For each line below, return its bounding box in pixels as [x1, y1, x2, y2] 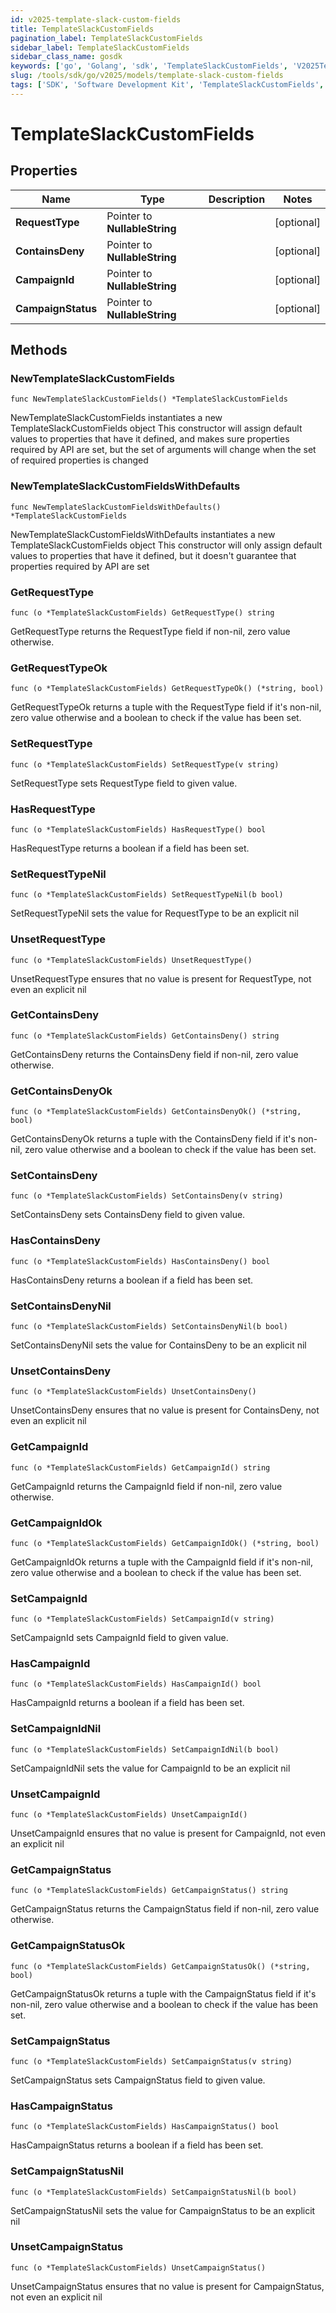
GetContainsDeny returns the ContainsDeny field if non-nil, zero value [10, 1048, 299, 1060]
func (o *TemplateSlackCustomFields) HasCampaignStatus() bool [10, 2122, 280, 2132]
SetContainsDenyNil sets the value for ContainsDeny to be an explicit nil [10, 1339, 307, 1351]
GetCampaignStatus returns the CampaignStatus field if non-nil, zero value [10, 1903, 320, 1915]
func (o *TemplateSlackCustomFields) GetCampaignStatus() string [10, 1886, 288, 1896]
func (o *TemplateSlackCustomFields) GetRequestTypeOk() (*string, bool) [10, 684, 325, 694]
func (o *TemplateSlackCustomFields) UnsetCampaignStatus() [10, 2262, 267, 2273]
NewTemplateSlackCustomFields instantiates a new [10, 412, 223, 424]
